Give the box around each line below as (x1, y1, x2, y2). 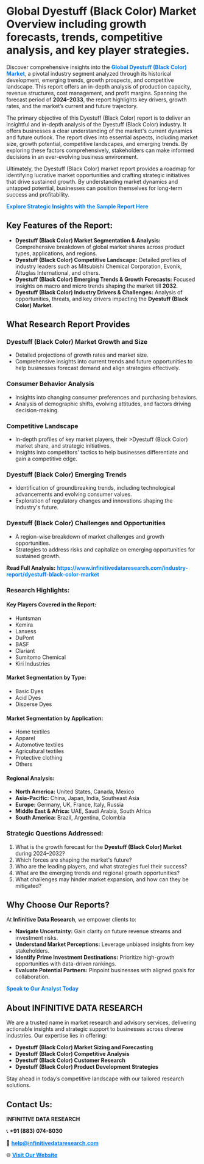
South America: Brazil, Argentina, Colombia (15, 814, 126, 821)
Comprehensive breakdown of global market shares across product (15, 243, 185, 250)
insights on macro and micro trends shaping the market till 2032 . (15, 282, 178, 289)
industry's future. (15, 504, 59, 511)
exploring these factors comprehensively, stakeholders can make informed (6, 147, 194, 154)
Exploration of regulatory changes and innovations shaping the (15, 497, 173, 504)
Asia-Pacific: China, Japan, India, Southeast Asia (15, 795, 140, 802)
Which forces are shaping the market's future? (15, 856, 132, 864)
